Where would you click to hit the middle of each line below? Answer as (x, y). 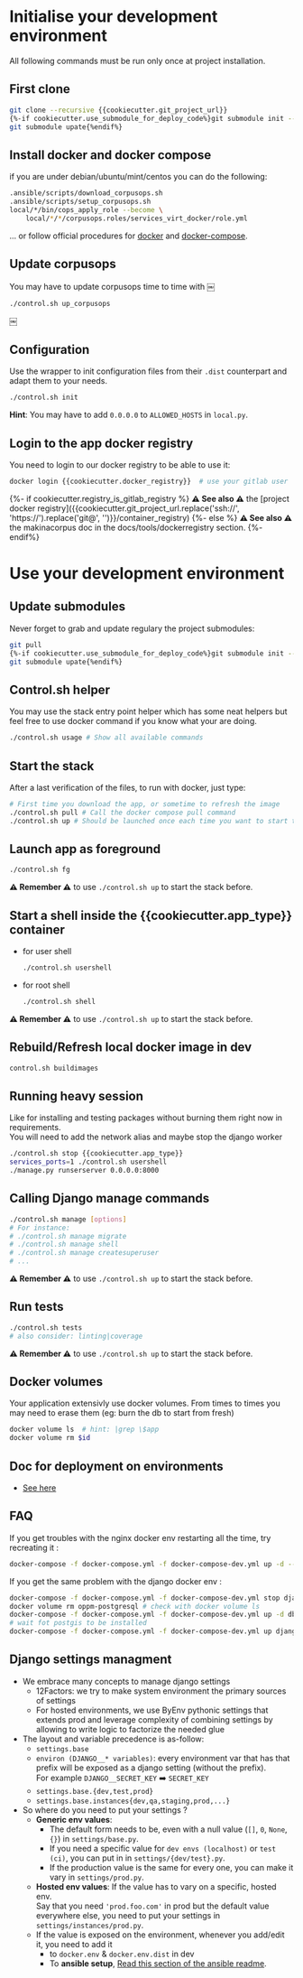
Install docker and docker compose (110, 155)
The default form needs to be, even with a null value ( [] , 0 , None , (168, 1829)
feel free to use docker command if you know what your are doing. (133, 721)
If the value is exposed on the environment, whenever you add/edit (161, 1935)
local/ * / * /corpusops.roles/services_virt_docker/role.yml (137, 218)
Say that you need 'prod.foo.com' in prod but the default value (152, 1906)
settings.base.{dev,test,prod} (95, 1791)
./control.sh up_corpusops (60, 303)
